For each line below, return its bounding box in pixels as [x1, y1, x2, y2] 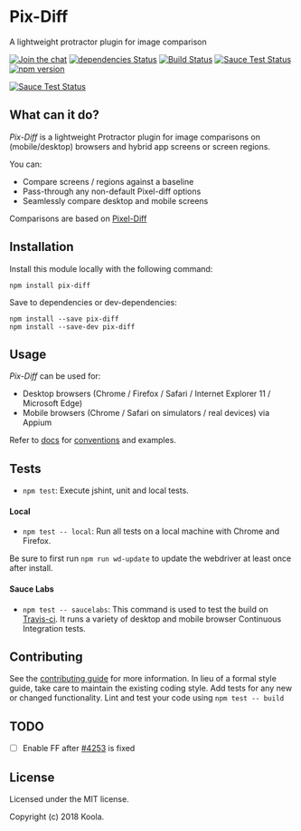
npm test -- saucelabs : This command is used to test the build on [22, 604, 268, 614]
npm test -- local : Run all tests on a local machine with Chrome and [22, 526, 280, 536]
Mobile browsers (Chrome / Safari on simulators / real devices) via [22, 408, 269, 419]
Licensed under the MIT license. [9, 794, 129, 805]
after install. [9, 563, 53, 574]
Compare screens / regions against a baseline [22, 176, 194, 187]
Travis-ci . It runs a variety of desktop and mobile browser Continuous [22, 614, 282, 624]
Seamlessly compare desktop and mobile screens [22, 195, 209, 206]
